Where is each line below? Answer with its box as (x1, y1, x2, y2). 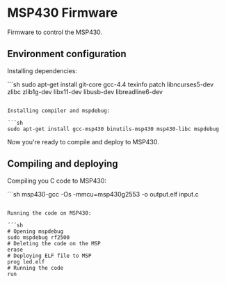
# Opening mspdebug (7, 228, 64, 235)
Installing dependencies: (7, 66, 78, 75)
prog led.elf (7, 258, 45, 266)
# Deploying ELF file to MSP (7, 252, 92, 259)
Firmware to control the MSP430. (7, 28, 103, 36)
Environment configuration (7, 48, 127, 60)
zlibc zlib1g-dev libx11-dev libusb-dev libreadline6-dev (7, 87, 163, 95)
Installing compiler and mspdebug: (7, 107, 111, 114)
